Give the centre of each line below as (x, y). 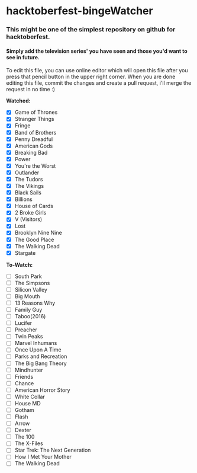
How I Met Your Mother (43, 457)
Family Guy (28, 310)
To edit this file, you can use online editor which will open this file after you (97, 71)
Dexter (23, 430)
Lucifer (23, 323)
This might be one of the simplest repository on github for (91, 30)
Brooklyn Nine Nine (38, 233)
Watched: (18, 101)
